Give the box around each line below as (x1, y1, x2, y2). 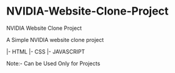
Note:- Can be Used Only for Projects (6, 60, 101, 67)
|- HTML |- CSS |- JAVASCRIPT (6, 47, 85, 55)
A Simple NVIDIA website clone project (6, 36, 104, 43)
